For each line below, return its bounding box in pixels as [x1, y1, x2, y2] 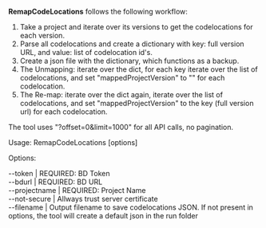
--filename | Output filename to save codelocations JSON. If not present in [8, 202, 254, 212]
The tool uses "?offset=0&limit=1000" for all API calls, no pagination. [8, 123, 234, 132]
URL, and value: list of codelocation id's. [19, 48, 153, 57]
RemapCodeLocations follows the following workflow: [8, 7, 188, 16]
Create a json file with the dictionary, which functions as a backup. [19, 56, 240, 65]
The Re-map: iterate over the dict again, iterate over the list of [19, 90, 224, 99]
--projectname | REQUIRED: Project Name [8, 186, 146, 195]
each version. [19, 31, 66, 40]
